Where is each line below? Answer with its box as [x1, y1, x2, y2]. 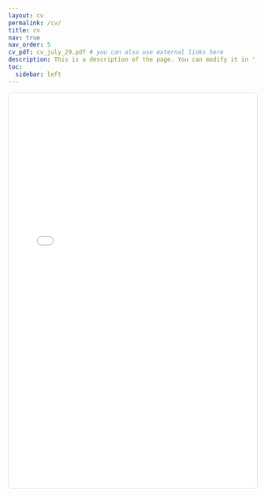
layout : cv [8, 11, 44, 20]
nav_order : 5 [8, 41, 51, 49]
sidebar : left [15, 70, 62, 78]
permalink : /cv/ [8, 19, 62, 27]
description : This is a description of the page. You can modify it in [8, 56, 248, 64]
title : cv [8, 26, 41, 34]
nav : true [8, 33, 41, 42]
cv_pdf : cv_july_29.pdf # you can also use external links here [8, 48, 224, 56]
